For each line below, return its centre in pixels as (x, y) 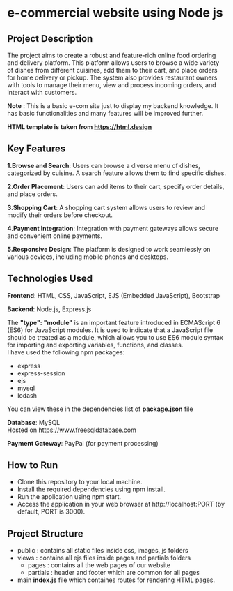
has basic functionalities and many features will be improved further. (105, 113)
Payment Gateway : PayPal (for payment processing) (83, 443)
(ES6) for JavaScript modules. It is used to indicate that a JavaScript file (110, 330)
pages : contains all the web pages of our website (99, 565)
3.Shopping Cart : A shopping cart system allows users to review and (106, 207)
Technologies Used (50, 279)
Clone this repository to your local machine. (80, 482)
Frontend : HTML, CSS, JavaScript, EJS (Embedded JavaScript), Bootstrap (114, 295)
